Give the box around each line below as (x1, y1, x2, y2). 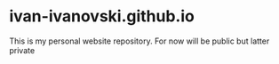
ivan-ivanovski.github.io (9, 6, 195, 27)
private (9, 44, 36, 55)
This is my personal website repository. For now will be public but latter (9, 36, 270, 46)
